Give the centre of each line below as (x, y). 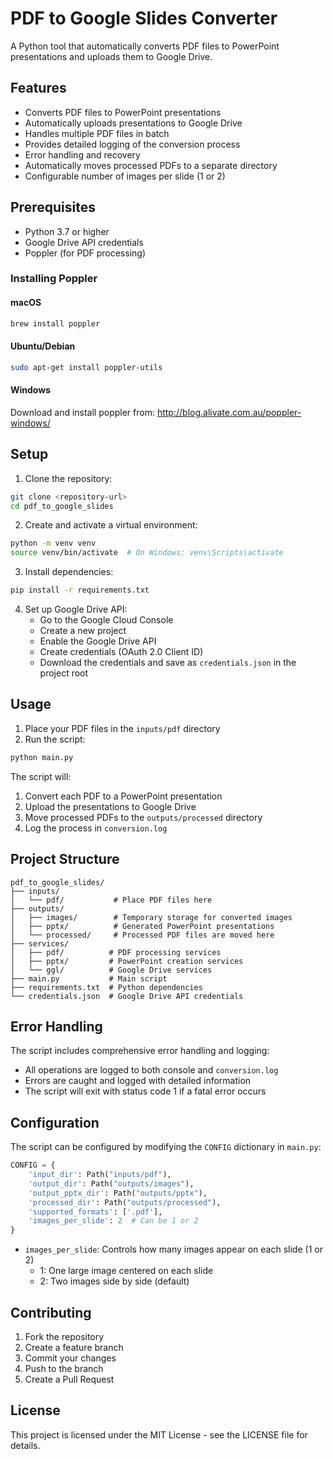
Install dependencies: (69, 572)
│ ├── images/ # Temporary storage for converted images (151, 917)
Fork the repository (64, 1336)
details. (25, 1445)
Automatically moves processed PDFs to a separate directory (151, 165)
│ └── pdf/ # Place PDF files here (111, 900)
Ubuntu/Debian (43, 346)
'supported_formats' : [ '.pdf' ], (95, 1212)
